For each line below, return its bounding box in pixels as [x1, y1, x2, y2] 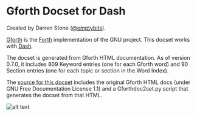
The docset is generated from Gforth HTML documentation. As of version [6, 54, 190, 61]
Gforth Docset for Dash [6, 4, 126, 18]
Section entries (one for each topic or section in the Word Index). [6, 66, 169, 74]
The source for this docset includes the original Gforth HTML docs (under [6, 79, 191, 86]
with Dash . [6, 42, 33, 50]
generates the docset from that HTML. [6, 91, 103, 98]
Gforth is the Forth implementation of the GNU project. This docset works [6, 36, 190, 43]
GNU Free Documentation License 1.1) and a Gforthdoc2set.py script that [6, 85, 188, 92]
